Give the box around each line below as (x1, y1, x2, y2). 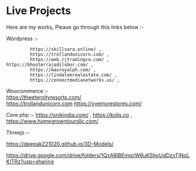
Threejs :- (6, 129, 30, 136)
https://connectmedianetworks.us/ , (30, 77, 120, 83)
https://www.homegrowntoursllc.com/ (6, 118, 99, 125)
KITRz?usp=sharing (6, 157, 54, 165)
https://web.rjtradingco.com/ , (30, 56, 110, 62)
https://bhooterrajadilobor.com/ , (6, 62, 94, 68)
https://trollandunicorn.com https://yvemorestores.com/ (6, 100, 142, 107)
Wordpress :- (6, 35, 38, 42)
